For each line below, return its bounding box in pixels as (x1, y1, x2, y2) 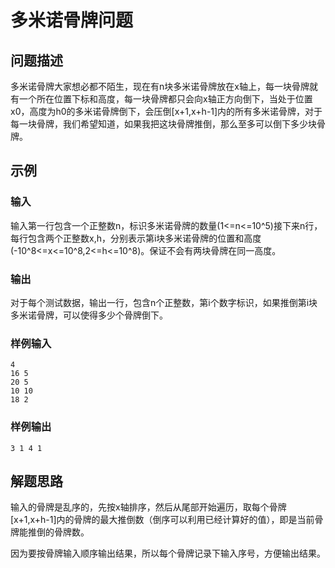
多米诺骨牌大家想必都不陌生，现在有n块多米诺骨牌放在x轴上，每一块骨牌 (10, 81, 310, 92)
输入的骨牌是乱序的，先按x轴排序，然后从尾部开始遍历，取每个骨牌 (10, 501, 287, 513)
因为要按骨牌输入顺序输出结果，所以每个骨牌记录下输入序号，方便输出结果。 (10, 547, 326, 560)
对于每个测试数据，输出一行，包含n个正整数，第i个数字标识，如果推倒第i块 (10, 296, 318, 308)
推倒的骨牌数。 (27, 526, 90, 538)
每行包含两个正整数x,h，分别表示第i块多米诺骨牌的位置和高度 (10, 232, 262, 244)
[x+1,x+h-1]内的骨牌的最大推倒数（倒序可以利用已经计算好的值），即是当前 (10, 514, 315, 526)
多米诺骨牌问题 (10, 9, 134, 32)
